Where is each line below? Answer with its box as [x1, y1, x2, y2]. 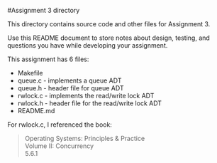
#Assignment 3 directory [7, 6, 80, 14]
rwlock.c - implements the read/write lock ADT [17, 92, 155, 100]
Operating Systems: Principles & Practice [24, 135, 145, 142]
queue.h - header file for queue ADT [17, 84, 124, 92]
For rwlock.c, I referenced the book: [7, 120, 112, 129]
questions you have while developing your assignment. [7, 41, 168, 49]
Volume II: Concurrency [24, 142, 94, 150]
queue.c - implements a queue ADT [17, 76, 122, 85]
